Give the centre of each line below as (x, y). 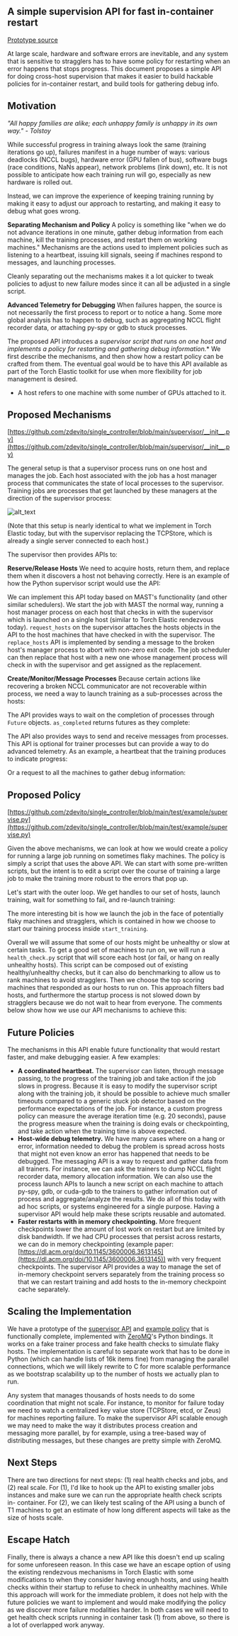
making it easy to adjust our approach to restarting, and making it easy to (114, 203)
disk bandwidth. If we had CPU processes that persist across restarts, (119, 1237)
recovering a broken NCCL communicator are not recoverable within (107, 686)
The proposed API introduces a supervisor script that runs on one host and (117, 341)
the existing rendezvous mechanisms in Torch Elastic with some (101, 1572)
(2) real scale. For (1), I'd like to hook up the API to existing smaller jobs (111, 1487)
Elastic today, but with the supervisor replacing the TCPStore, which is (110, 533)
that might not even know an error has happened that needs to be (114, 1154)
